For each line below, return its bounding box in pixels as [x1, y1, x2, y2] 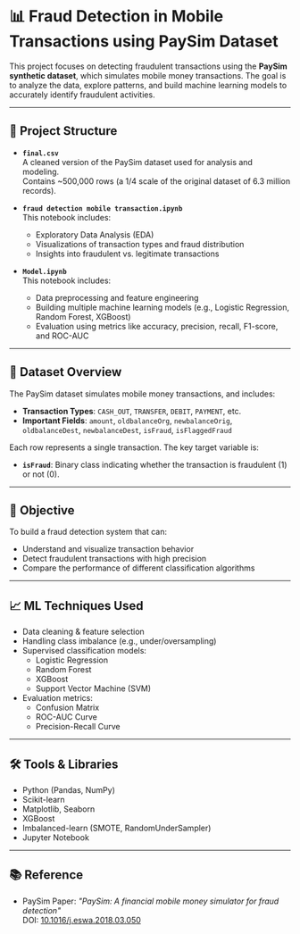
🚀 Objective [9, 503, 75, 518]
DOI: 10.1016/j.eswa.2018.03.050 [21, 914, 141, 925]
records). [21, 185, 56, 196]
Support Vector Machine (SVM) [35, 683, 152, 694]
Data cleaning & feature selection [21, 626, 145, 638]
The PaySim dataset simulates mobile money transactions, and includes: [9, 388, 276, 399]
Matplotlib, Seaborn [21, 804, 96, 814]
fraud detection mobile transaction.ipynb [21, 204, 183, 213]
